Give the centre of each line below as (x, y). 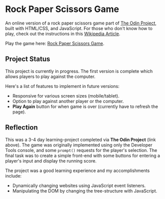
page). (19, 111)
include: (13, 175)
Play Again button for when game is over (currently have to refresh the (85, 106)
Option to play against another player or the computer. (68, 101)
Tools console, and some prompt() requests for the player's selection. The (81, 150)
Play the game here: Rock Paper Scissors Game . (55, 43)
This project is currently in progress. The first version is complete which (79, 71)
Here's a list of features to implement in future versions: (62, 86)
